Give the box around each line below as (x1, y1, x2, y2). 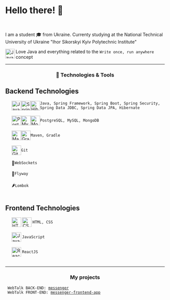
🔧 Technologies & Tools (55, 71, 115, 78)
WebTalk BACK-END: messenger (7, 285, 69, 290)
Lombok (15, 183, 29, 188)
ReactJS (22, 249, 38, 255)
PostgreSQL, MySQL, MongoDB (40, 118, 100, 123)
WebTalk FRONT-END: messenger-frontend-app (7, 290, 101, 295)
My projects (70, 274, 100, 281)
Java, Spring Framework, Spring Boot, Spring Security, (40, 101, 160, 106)
